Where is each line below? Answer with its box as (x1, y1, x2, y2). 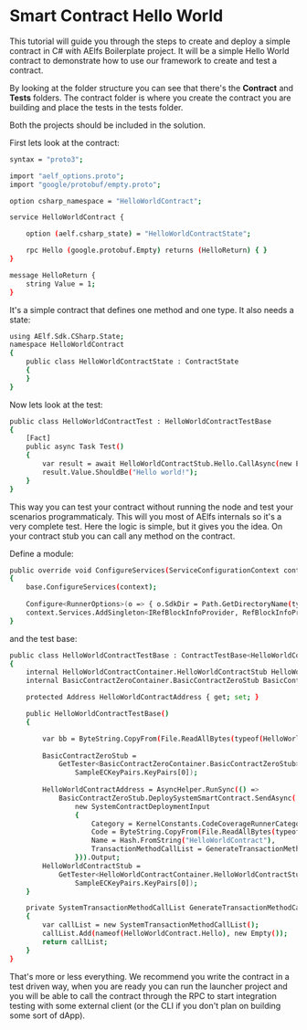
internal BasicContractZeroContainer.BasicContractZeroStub (26, 677, 259, 686)
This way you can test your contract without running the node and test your (9, 501, 294, 512)
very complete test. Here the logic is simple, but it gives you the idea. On (9, 520, 283, 531)
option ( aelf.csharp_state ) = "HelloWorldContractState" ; (26, 229, 251, 238)
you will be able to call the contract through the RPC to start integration (9, 990, 277, 1001)
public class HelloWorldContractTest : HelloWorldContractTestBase (9, 416, 272, 426)
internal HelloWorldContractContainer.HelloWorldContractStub (26, 667, 268, 677)
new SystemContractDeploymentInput (74, 802, 210, 811)
